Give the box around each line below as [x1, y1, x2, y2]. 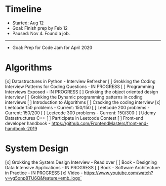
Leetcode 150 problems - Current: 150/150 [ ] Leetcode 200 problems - [5, 104, 150, 110]
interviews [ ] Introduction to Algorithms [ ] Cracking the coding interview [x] [5, 99, 161, 105]
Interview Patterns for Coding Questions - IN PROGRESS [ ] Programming [5, 83, 155, 90]
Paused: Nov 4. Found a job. [12, 30, 70, 36]
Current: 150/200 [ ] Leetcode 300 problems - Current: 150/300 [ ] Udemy [5, 110, 156, 116]
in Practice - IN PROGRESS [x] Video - [5, 170, 83, 176]
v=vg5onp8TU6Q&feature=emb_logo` [5, 175, 82, 181]
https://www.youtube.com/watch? [83, 170, 153, 176]
